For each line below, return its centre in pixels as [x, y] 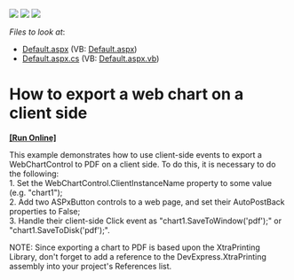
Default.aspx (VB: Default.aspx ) [79, 49]
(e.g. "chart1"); [36, 192]
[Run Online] [33, 137]
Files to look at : [37, 32]
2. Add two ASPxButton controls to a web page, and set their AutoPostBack [147, 202]
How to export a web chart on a [127, 94]
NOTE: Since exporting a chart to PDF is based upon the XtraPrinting [135, 247]
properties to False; [45, 211]
